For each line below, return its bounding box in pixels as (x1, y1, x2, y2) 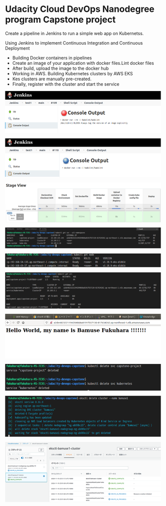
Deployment (5, 45, 30, 51)
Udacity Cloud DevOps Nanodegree (5, 3, 155, 15)
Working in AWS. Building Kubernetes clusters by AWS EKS (12, 70, 133, 76)
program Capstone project (5, 14, 116, 25)
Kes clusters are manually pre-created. (12, 76, 92, 82)
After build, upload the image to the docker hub (12, 65, 109, 71)
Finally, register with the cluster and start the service (12, 81, 120, 87)
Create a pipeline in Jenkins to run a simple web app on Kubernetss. (5, 30, 144, 36)
